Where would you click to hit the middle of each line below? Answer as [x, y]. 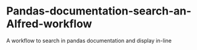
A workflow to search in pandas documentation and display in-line [89, 40]
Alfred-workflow [49, 24]
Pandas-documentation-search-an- [99, 11]
